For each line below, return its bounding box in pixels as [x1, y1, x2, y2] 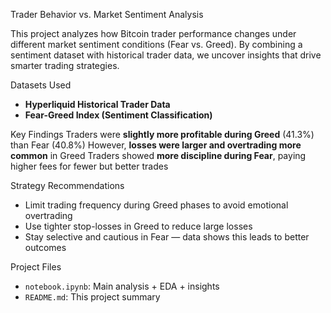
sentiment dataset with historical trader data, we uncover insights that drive [10, 49, 322, 61]
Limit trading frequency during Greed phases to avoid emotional [24, 199, 289, 211]
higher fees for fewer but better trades [10, 160, 169, 172]
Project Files [10, 261, 62, 273]
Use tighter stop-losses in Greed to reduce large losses [24, 220, 253, 232]
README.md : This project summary [24, 291, 161, 303]
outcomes [24, 242, 67, 253]
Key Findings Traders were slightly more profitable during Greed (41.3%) [10, 129, 315, 140]
